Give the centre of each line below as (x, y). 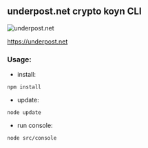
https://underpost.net (38, 41)
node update (24, 113)
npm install (24, 87)
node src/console (32, 138)
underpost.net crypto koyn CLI (75, 11)
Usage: (20, 59)
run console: (35, 126)
